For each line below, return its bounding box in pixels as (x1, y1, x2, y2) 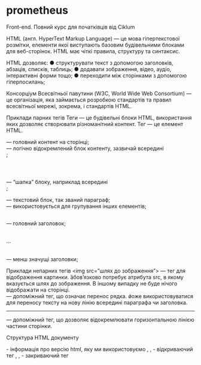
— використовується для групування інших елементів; (6, 203, 147, 210)
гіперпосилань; (6, 78, 45, 85)
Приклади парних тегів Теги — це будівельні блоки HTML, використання (6, 114, 192, 121)
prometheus (6, 4, 69, 17)
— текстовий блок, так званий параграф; (6, 196, 111, 203)
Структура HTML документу (6, 334, 79, 341)
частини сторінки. (6, 323, 53, 330)
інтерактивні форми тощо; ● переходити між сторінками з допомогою (6, 72, 187, 79)
